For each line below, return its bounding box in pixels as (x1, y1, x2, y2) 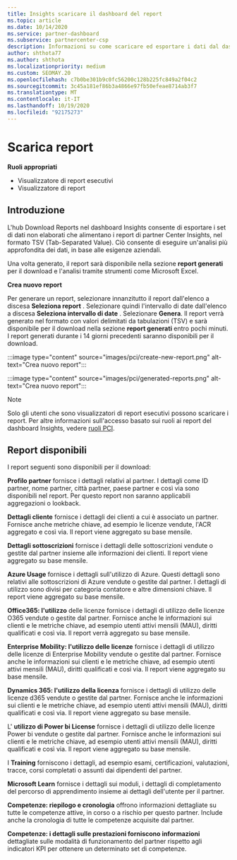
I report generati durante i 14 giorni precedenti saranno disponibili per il (7, 331, 214, 340)
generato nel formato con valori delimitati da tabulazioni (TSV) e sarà (7, 316, 208, 325)
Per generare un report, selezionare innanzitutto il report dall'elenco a (7, 294, 209, 302)
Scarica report (7, 139, 94, 155)
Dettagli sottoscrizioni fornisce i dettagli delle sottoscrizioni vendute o (7, 542, 214, 550)
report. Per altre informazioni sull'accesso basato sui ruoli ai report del (7, 416, 212, 424)
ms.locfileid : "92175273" (7, 109, 83, 116)
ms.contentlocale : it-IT (7, 96, 80, 103)
